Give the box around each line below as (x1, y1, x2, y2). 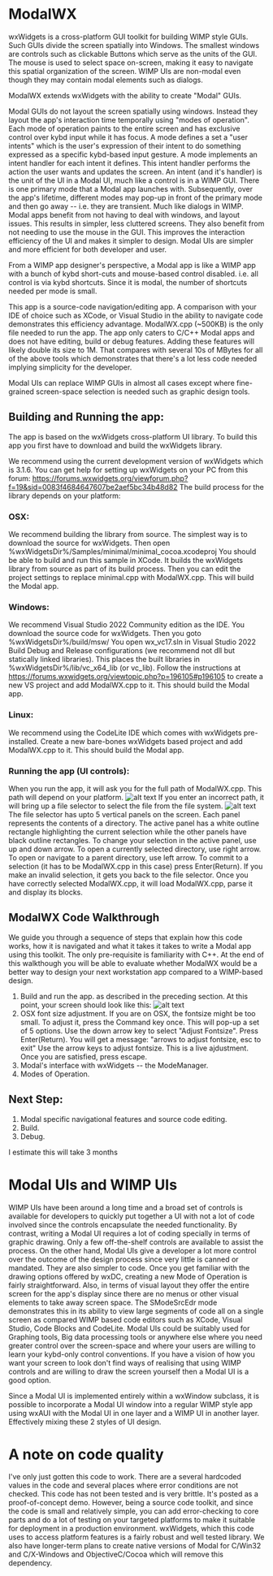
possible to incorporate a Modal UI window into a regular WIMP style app (8, 1399, 253, 1409)
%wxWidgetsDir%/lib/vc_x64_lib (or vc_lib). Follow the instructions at (8, 663, 241, 673)
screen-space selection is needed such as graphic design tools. (36, 387, 250, 396)
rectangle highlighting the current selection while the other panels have (8, 826, 247, 837)
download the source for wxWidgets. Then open (8, 538, 171, 548)
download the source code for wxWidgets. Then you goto (8, 629, 201, 639)
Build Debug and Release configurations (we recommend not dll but (8, 646, 236, 656)
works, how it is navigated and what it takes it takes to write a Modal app (8, 941, 252, 950)
